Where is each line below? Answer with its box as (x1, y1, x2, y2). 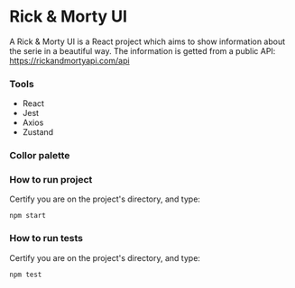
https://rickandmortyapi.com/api (9, 55, 130, 66)
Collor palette (9, 149, 70, 162)
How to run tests (9, 232, 84, 245)
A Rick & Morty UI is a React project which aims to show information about (9, 36, 286, 47)
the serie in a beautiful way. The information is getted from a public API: (9, 45, 276, 56)
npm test (9, 270, 42, 279)
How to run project (9, 174, 93, 186)
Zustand (22, 127, 54, 138)
